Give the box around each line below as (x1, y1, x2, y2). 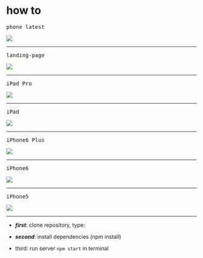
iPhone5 (6, 193, 29, 200)
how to (6, 4, 41, 17)
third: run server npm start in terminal (14, 245, 109, 252)
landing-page (6, 52, 45, 58)
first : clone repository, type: (14, 221, 86, 228)
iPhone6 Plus (6, 136, 45, 143)
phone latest (6, 24, 45, 30)
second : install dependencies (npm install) (14, 233, 121, 240)
